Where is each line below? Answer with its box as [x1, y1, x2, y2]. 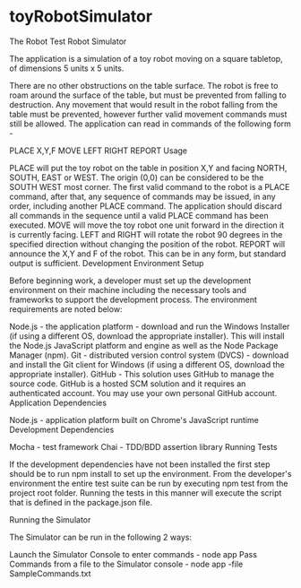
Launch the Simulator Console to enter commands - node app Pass [9, 549, 258, 559]
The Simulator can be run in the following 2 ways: [9, 532, 193, 542]
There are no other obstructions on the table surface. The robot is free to [9, 80, 279, 91]
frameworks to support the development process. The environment [9, 294, 258, 305]
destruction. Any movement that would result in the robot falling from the [9, 99, 278, 109]
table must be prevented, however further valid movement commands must [9, 108, 288, 119]
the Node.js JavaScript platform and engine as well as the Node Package [9, 340, 279, 350]
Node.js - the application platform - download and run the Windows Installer [9, 321, 290, 332]
